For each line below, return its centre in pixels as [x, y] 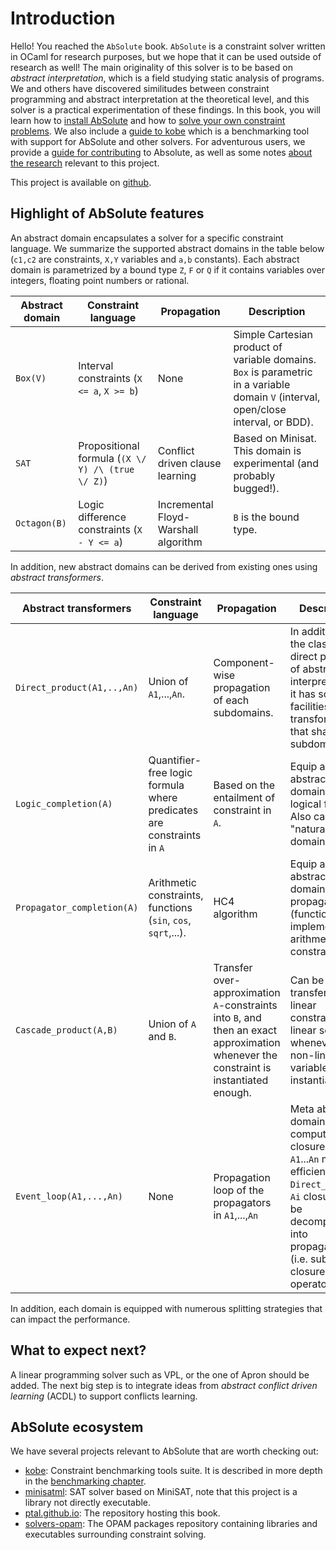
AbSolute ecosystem [77, 1427]
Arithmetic [172, 882]
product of [258, 347]
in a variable [262, 384]
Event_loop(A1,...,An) [69, 1196]
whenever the [245, 1055]
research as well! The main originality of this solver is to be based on [151, 67]
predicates [173, 810]
